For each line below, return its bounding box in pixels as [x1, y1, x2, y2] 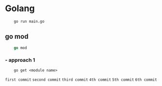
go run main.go [14, 19, 45, 24]
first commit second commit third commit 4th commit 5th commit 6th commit [5, 77, 157, 82]
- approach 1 [5, 57, 36, 64]
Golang [5, 3, 35, 14]
